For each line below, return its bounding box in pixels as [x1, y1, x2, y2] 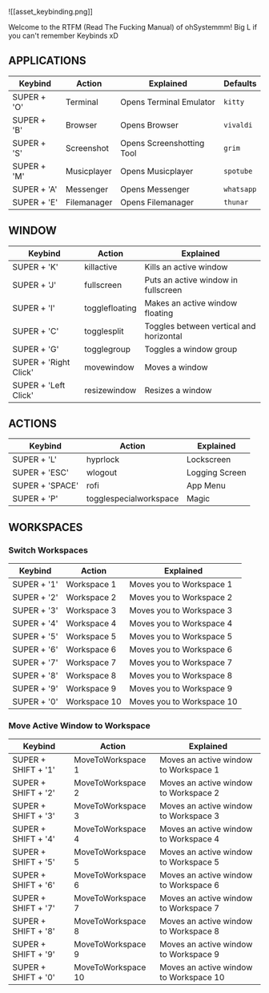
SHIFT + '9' [12, 949, 56, 960]
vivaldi [223, 120, 253, 129]
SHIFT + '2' [12, 788, 56, 799]
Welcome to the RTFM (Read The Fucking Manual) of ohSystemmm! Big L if [8, 22, 258, 31]
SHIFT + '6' [12, 880, 56, 891]
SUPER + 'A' [12, 184, 58, 195]
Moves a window [144, 361, 208, 372]
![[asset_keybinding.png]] [8, 7, 94, 16]
